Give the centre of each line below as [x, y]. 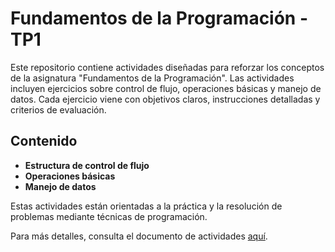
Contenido [44, 141]
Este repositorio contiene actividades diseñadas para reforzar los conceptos [167, 67]
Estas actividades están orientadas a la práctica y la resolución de [146, 206]
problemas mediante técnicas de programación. [109, 216]
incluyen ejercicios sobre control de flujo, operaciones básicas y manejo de [166, 88]
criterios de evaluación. [58, 109]
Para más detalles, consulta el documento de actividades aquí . [139, 236]
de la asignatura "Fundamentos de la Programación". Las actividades [152, 78]
